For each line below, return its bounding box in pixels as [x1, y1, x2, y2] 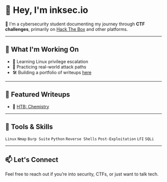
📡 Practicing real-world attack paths [12, 64, 86, 70]
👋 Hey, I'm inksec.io [5, 4, 88, 16]
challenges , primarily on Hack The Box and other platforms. [5, 26, 128, 32]
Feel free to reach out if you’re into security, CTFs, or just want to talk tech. [5, 171, 159, 177]
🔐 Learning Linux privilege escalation [12, 58, 88, 64]
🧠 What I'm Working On [5, 45, 79, 54]
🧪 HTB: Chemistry [12, 103, 50, 109]
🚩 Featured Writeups [5, 91, 71, 99]
